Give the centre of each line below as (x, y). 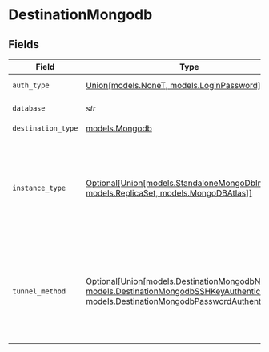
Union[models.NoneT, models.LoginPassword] (173, 85)
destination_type (45, 128)
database (29, 109)
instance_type (39, 188)
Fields (24, 45)
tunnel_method (39, 291)
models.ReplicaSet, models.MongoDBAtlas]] (169, 193)
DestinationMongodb (80, 15)
